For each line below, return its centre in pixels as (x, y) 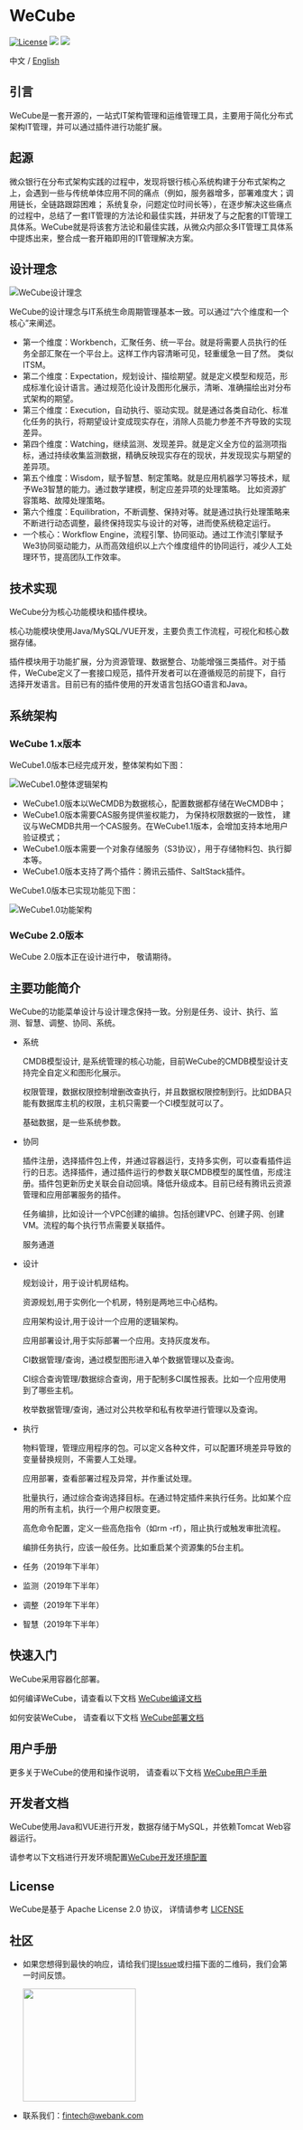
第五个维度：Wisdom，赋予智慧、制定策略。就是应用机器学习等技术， (152, 478)
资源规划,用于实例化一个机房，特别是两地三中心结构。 (122, 1302)
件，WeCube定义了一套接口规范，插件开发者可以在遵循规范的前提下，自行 (148, 673)
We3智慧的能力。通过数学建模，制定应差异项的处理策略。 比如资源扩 (158, 489)
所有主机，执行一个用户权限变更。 (101, 1509)
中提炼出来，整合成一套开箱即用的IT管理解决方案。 (104, 238)
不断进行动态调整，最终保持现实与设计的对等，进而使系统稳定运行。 (149, 523)
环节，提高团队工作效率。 (78, 557)
